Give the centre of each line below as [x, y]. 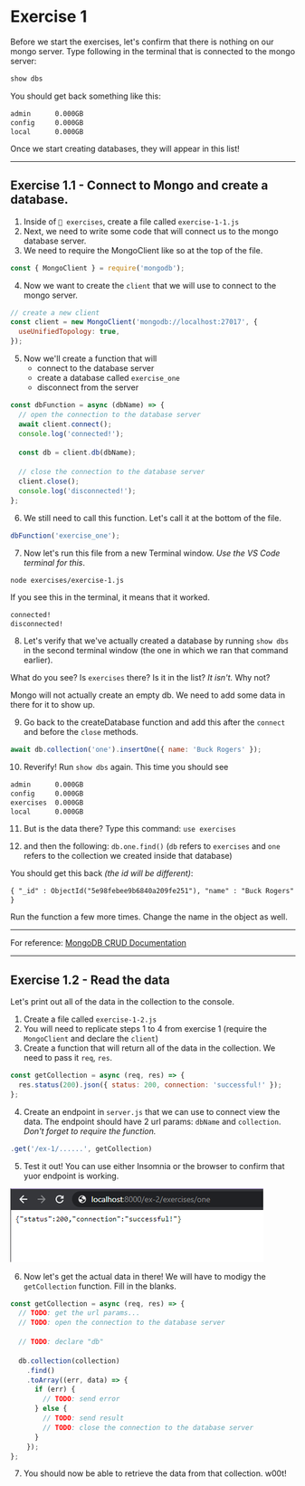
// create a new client [55, 313]
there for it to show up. [53, 705]
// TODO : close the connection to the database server [148, 1427]
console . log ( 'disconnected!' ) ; [77, 491]
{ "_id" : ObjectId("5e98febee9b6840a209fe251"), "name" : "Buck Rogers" [152, 891]
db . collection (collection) [69, 1361]
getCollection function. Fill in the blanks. [100, 1286]
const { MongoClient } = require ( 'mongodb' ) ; [97, 268]
